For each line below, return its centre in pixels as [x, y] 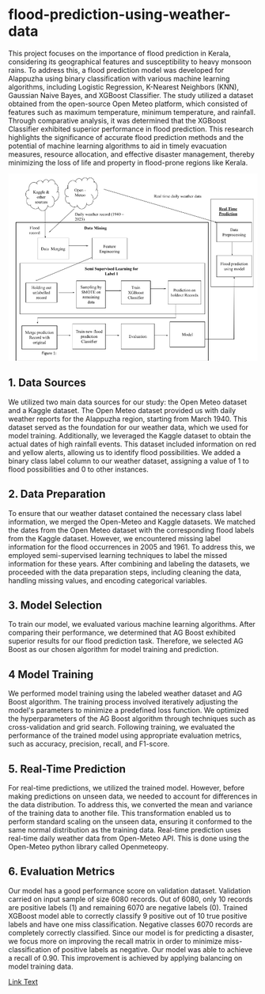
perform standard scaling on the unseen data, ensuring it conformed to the [130, 821]
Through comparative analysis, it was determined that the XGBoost [117, 120]
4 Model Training [51, 674]
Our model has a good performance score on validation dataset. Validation [130, 890]
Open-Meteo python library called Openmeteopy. [88, 847]
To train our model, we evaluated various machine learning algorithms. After [132, 624]
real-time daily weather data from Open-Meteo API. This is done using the [129, 838]
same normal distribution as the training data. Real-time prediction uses [125, 830]
